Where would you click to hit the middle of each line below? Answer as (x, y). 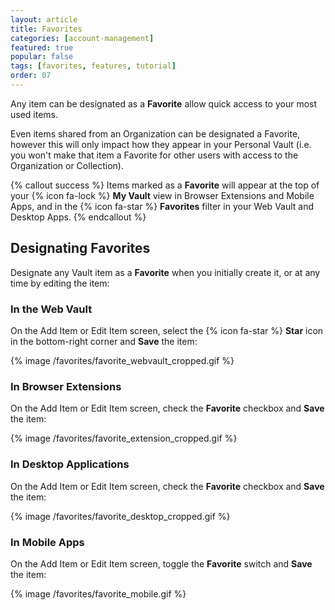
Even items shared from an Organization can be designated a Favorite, (155, 133)
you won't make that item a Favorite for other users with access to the (154, 155)
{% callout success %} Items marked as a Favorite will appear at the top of (165, 185)
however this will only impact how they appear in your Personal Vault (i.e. (161, 144)
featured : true (42, 47)
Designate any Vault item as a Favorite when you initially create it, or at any (165, 272)
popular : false (42, 57)
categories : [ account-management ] (82, 38)
